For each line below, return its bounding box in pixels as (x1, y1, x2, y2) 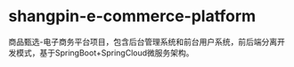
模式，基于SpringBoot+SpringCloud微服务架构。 (15, 47, 194, 58)
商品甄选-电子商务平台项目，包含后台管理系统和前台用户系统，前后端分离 (8, 36, 278, 47)
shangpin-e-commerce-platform (8, 6, 257, 26)
